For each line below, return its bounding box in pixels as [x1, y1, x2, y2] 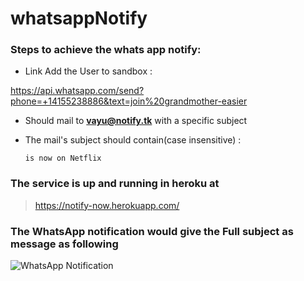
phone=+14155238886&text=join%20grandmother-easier [10, 95, 248, 107]
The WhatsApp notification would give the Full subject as [10, 224, 294, 238]
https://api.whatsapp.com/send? [10, 85, 145, 97]
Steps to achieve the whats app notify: [10, 43, 202, 57]
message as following [10, 237, 119, 251]
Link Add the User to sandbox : [24, 65, 153, 77]
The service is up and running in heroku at [10, 177, 220, 191]
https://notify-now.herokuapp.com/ [34, 199, 180, 211]
